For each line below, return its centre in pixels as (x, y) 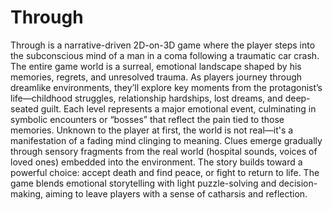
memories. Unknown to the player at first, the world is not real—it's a (152, 130)
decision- (298, 183)
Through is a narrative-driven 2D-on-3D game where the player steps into (163, 45)
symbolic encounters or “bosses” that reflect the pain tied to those (147, 119)
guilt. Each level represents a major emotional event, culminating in (178, 108)
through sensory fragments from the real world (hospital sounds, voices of (164, 151)
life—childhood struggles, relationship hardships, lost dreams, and (146, 98)
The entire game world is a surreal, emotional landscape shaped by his (156, 66)
